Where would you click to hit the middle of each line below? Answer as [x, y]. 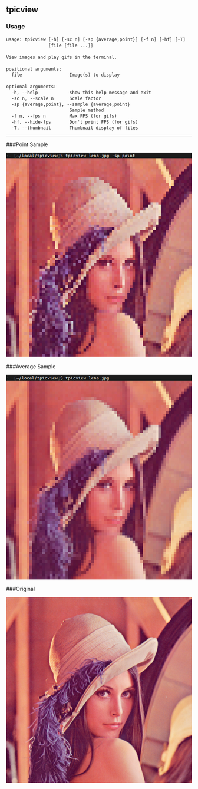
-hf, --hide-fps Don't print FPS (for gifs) [75, 122]
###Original [21, 589]
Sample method [87, 110]
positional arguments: [34, 69]
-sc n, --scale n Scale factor [56, 98]
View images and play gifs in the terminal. [62, 57]
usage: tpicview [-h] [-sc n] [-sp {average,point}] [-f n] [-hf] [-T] [96, 39]
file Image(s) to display [65, 75]
